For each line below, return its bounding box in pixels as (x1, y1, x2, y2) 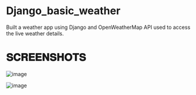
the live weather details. (6, 30, 64, 37)
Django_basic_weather (6, 4, 121, 18)
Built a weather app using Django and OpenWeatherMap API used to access (6, 24, 191, 31)
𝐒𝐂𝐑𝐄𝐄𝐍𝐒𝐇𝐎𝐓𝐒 (6, 51, 87, 64)
